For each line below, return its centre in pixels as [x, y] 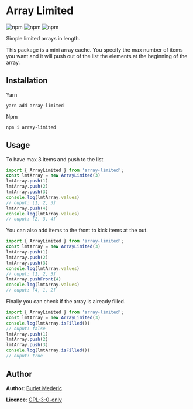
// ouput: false [26, 329]
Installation [27, 81]
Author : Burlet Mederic [34, 388]
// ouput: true [25, 356]
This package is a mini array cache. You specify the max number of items [94, 50]
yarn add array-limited [35, 106]
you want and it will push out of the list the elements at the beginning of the [97, 56]
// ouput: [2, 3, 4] [31, 219]
